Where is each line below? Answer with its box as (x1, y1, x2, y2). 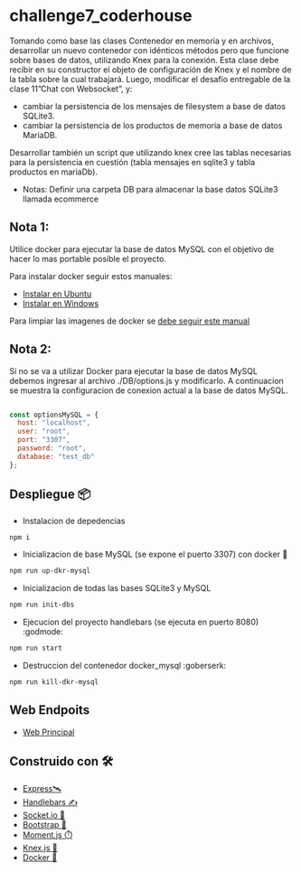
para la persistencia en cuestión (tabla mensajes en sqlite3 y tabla (9, 156, 256, 167)
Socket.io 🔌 (22, 810, 66, 820)
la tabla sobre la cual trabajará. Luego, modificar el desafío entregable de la (9, 73, 291, 84)
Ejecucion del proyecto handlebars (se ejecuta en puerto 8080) (22, 616, 259, 628)
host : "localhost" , (17, 418, 91, 427)
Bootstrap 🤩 (22, 819, 67, 830)
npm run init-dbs (9, 600, 75, 610)
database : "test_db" (17, 452, 95, 461)
